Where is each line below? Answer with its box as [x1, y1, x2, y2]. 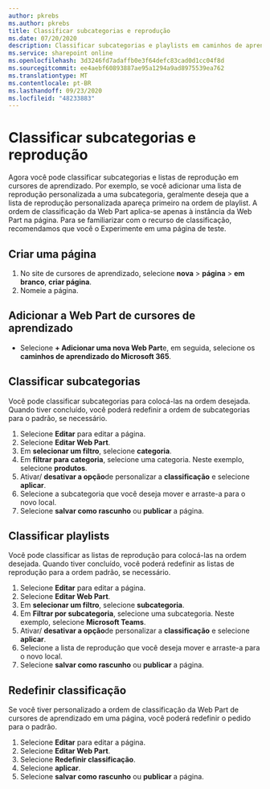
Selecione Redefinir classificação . [19, 754, 136, 765]
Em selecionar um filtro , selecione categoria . [19, 446, 172, 456]
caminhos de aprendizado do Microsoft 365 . [19, 351, 171, 361]
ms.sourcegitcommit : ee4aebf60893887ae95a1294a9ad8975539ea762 [8, 64, 225, 72]
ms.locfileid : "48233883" [8, 94, 95, 102]
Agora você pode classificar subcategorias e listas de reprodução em [8, 172, 239, 182]
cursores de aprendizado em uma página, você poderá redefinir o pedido [8, 713, 252, 723]
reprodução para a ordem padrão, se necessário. [8, 568, 171, 577]
